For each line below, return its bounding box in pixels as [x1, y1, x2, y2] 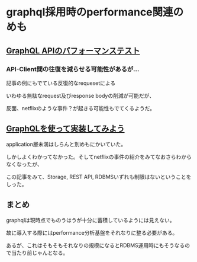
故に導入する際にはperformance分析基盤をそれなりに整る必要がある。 [6, 229, 178, 236]
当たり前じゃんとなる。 [11, 249, 69, 256]
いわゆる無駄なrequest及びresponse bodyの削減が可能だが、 [6, 92, 155, 99]
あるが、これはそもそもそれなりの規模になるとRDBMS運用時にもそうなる [6, 241, 185, 249]
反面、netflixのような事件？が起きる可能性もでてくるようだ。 [6, 104, 156, 111]
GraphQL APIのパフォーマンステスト [6, 46, 140, 56]
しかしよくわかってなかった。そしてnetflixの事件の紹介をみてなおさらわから [6, 153, 192, 160]
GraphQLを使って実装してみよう [6, 124, 125, 134]
